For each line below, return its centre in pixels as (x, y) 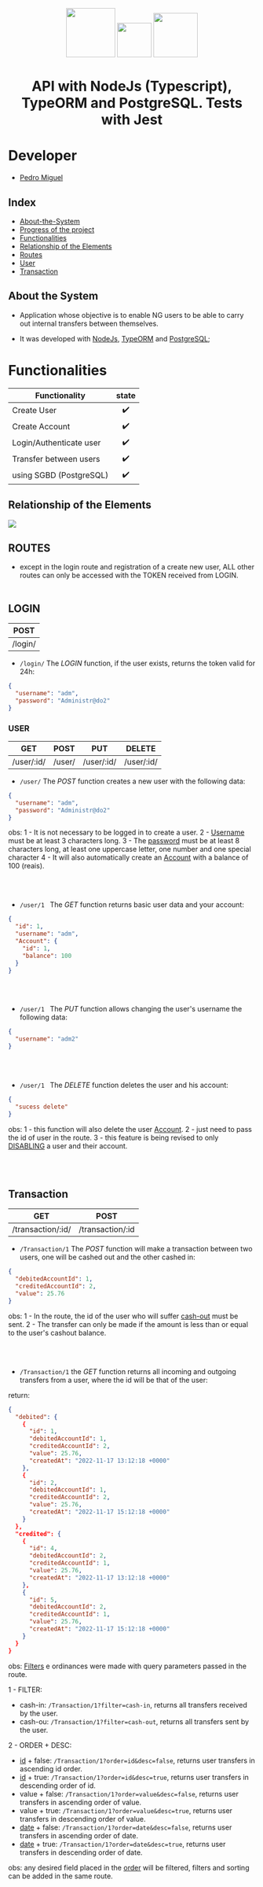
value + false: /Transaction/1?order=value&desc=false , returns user (129, 1793)
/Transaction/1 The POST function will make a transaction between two (136, 1249)
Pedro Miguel (41, 178)
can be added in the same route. (61, 1876)
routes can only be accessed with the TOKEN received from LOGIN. (129, 575)
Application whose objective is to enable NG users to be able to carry (131, 315)
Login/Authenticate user (57, 443)
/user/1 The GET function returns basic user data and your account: (132, 905)
